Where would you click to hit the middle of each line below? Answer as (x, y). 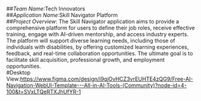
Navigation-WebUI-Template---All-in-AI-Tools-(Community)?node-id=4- (97, 85)
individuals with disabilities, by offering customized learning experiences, (97, 47)
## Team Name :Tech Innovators (46, 9)
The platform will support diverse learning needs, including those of (91, 41)
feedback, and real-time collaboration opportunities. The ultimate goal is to (100, 53)
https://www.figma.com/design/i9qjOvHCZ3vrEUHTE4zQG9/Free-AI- (107, 79)
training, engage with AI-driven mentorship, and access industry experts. (97, 34)
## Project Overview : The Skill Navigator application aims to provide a (93, 21)
